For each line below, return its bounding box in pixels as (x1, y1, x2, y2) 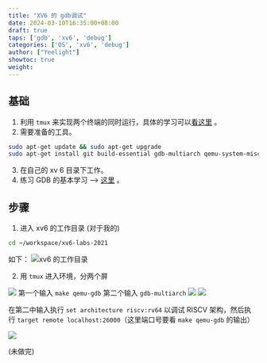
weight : (8, 63, 34, 71)
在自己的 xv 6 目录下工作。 (19, 166, 108, 175)
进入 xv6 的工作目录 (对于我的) (19, 224, 121, 233)
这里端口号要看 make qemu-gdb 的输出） (126, 315, 254, 324)
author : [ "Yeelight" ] (8, 48, 80, 56)
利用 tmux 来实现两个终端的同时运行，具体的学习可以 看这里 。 (19, 117, 222, 127)
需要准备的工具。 (19, 127, 76, 136)
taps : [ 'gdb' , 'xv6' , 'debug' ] (8, 33, 112, 42)
